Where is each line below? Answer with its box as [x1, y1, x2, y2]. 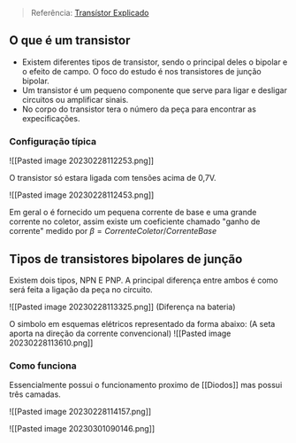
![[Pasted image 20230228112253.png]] [9, 155, 155, 167]
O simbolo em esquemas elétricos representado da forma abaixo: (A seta [9, 318, 276, 329]
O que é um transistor [9, 33, 131, 48]
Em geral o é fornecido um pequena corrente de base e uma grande [9, 207, 257, 218]
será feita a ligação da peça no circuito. [9, 284, 153, 295]
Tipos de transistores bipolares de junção [9, 252, 243, 267]
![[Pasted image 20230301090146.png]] [9, 424, 156, 434]
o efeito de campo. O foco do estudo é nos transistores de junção [21, 66, 262, 76]
